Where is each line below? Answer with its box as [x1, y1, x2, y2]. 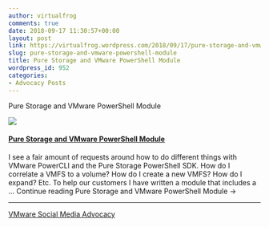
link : [8, 42, 26, 50]
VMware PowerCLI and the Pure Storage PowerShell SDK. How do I [8, 160, 231, 170]
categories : [8, 71, 48, 79]
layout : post [8, 34, 52, 43]
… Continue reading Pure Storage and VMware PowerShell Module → [8, 186, 237, 196]
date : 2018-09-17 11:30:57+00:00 [8, 26, 120, 34]
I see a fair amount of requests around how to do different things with [8, 152, 238, 161]
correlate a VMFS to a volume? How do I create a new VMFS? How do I [8, 169, 243, 179]
